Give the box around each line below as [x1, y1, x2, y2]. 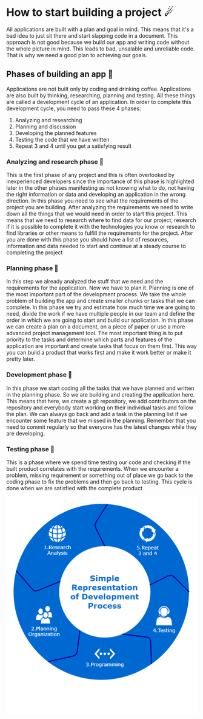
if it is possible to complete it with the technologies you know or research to [6, 223, 195, 231]
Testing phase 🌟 [6, 445, 55, 453]
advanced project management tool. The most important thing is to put [6, 330, 183, 337]
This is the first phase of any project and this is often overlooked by [6, 172, 175, 179]
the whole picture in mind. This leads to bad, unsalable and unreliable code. [6, 45, 195, 52]
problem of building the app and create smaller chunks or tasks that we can [6, 297, 195, 305]
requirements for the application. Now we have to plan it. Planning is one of [6, 284, 194, 291]
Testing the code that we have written [15, 136, 110, 143]
